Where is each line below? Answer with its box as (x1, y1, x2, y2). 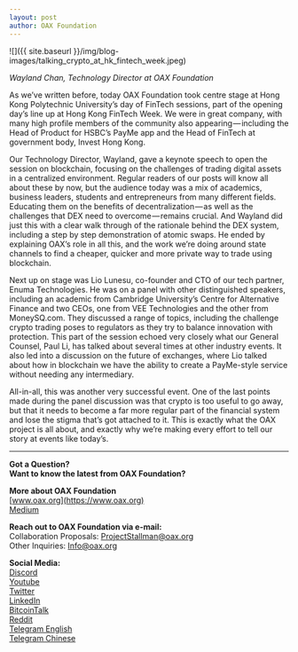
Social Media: (9, 557, 60, 568)
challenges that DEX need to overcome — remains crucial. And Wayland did (9, 210, 283, 221)
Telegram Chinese (9, 632, 76, 643)
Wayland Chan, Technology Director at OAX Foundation (9, 72, 215, 82)
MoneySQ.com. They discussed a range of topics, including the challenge (9, 312, 279, 323)
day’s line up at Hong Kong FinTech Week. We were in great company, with (9, 108, 283, 119)
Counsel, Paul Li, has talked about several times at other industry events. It (9, 341, 282, 351)
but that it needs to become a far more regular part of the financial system (9, 405, 280, 415)
